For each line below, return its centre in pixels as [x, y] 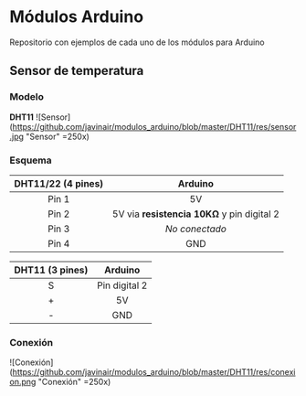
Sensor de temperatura [77, 71]
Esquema [31, 160]
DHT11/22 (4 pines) [59, 183]
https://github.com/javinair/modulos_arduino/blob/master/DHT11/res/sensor [154, 126]
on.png [23, 382]
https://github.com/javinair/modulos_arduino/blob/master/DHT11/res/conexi [154, 372]
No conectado [195, 229]
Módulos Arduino [77, 17]
